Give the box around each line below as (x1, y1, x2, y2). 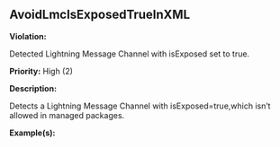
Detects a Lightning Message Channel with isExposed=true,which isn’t (9, 100, 271, 111)
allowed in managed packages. (9, 109, 125, 120)
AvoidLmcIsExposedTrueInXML (9, 7, 191, 22)
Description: (9, 82, 57, 93)
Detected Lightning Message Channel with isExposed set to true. (9, 48, 250, 59)
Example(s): (9, 127, 56, 138)
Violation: (9, 30, 47, 41)
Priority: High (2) (9, 65, 74, 76)
